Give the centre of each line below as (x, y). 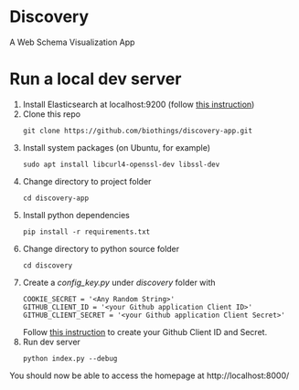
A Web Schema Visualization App (72, 42)
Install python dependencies (76, 215)
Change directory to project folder (87, 181)
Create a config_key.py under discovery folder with (119, 282)
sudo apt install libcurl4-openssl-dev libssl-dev (121, 164)
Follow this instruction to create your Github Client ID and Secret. (145, 332)
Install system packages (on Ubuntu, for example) (117, 147)
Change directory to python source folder (101, 248)
